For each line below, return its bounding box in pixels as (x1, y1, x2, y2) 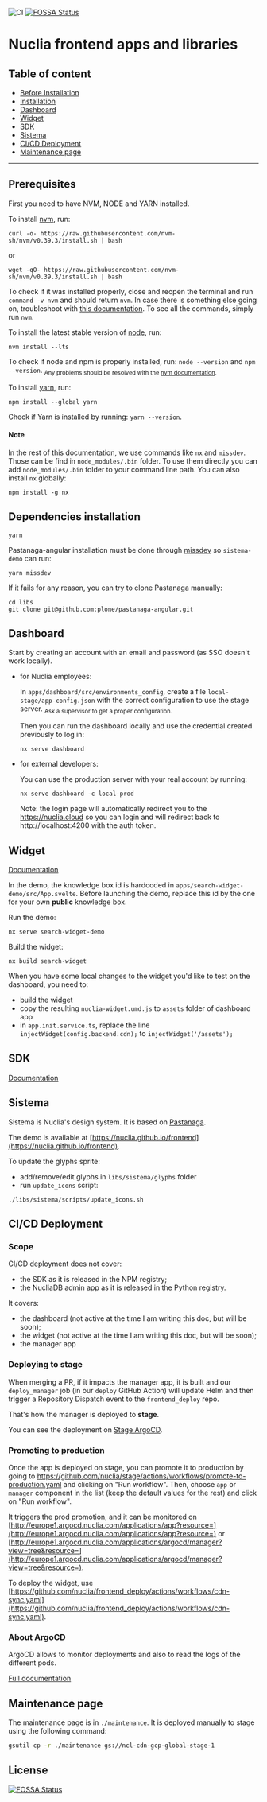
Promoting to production (8, 1444, 105, 1455)
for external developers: (19, 759, 99, 769)
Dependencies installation (8, 510, 141, 524)
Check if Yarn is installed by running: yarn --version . (8, 412, 183, 421)
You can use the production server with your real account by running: (19, 775, 248, 784)
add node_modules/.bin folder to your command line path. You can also (8, 464, 240, 474)
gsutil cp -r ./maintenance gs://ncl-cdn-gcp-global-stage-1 (8, 1742, 215, 1750)
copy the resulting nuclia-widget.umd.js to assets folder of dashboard (19, 1004, 251, 1013)
